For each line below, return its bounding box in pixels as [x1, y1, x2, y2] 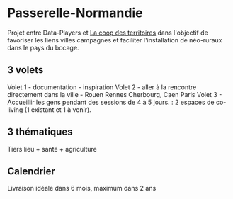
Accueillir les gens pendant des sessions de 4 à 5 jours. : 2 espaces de [7, 98, 215, 106]
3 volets [7, 64, 44, 76]
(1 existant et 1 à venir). [24, 105, 92, 114]
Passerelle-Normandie [7, 5, 143, 21]
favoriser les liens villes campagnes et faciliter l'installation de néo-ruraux [7, 35, 222, 44]
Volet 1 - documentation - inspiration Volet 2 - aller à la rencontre [7, 83, 197, 91]
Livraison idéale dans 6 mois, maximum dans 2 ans [7, 184, 157, 193]
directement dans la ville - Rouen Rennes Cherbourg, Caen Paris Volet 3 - [7, 90, 222, 98]
